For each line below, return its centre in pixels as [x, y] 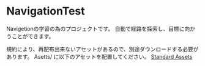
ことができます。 [33, 36]
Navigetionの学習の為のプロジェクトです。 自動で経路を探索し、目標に [95, 28]
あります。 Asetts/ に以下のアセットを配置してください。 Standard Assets [99, 56]
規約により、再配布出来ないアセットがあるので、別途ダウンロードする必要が [102, 49]
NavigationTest [46, 11]
